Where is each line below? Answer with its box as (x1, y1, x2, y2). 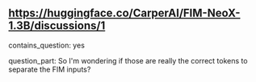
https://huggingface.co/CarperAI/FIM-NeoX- (8, 6, 241, 20)
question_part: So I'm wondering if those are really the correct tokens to (8, 55, 248, 65)
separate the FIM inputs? (8, 64, 91, 74)
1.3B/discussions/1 (8, 19, 106, 33)
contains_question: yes (8, 40, 85, 50)
